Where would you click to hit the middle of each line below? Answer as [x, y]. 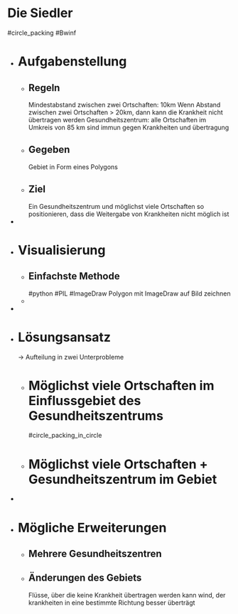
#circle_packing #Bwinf [42, 33]
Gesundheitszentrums [96, 415]
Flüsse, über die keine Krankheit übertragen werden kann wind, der [127, 595]
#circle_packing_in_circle [65, 436]
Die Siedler [40, 13]
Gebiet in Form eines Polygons [73, 167]
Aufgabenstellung [72, 61]
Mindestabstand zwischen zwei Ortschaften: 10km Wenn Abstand [124, 104]
